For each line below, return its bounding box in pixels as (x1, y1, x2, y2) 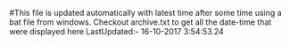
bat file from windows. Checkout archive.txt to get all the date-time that (9, 17, 272, 27)
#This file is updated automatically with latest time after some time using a (9, 8, 283, 18)
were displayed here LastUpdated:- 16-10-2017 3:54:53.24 (9, 26, 225, 36)
